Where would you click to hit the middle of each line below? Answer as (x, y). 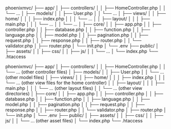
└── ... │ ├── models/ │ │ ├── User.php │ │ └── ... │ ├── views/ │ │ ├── (85, 13)
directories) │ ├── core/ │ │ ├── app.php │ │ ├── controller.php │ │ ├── (84, 94)
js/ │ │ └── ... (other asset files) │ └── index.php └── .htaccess (74, 121)
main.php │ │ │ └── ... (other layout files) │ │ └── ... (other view (74, 88)
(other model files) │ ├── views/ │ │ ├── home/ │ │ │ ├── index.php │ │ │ (85, 77)
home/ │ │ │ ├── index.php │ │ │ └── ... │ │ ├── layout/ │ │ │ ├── (78, 19)
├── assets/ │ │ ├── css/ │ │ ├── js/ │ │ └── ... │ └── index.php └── (82, 51)
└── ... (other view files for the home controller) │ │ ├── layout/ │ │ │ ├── (85, 83)
